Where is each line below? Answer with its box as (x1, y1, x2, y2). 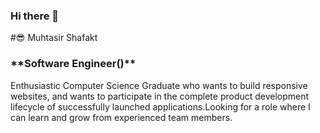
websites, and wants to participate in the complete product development (10, 90, 310, 102)
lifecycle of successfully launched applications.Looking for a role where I (10, 100, 311, 113)
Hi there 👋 (10, 9, 60, 23)
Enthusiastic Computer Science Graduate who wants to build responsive (10, 79, 308, 91)
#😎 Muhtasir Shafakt (10, 32, 98, 44)
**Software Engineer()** (10, 57, 137, 71)
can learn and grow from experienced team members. (10, 111, 233, 123)
